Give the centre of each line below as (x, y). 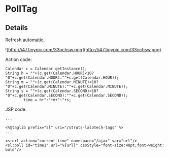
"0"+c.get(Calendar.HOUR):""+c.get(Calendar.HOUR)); (62, 78)
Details (16, 28)
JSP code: (16, 109)
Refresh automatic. (25, 40)
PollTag (21, 9)
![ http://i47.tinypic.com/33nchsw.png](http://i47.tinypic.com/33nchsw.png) (83, 50)
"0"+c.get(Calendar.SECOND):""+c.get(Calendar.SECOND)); (67, 96)
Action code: (19, 59)
